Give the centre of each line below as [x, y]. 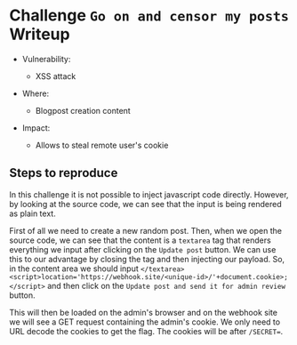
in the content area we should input [74, 269]
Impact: [36, 128]
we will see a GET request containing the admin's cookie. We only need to [145, 322]
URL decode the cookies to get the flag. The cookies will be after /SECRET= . [146, 331]
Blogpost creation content [83, 110]
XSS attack [56, 76]
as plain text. [32, 213]
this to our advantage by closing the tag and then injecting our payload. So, [147, 259]
